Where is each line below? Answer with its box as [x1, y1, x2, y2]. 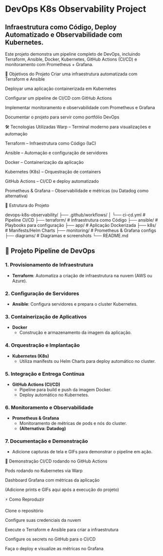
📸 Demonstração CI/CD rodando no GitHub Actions [5, 458, 108, 464]
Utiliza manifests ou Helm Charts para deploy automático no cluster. [19, 358, 156, 364]
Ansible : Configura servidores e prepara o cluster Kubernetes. [12, 301, 138, 307]
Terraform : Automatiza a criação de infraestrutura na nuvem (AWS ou [12, 272, 152, 278]
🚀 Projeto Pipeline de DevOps [5, 247, 95, 255]
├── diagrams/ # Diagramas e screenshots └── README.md [5, 233, 128, 238]
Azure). [12, 278, 27, 284]
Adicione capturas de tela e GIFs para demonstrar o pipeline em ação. [12, 449, 153, 455]
